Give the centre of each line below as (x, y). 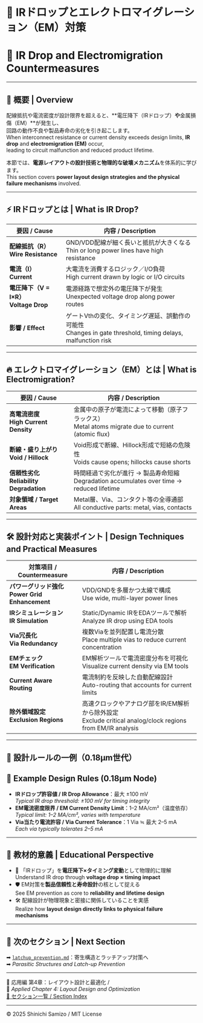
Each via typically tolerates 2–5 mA (59, 828)
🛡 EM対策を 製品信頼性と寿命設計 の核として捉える (78, 885)
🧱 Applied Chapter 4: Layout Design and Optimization (73, 989)
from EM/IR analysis (110, 728)
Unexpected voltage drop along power (120, 296)
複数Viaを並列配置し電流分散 (123, 632)
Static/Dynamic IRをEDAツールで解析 (134, 613)
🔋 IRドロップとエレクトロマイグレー (95, 12)
